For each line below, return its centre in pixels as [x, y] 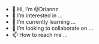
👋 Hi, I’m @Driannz [35, 9]
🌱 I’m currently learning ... [44, 22]
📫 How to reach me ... [40, 35]
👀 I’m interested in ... [37, 15]
